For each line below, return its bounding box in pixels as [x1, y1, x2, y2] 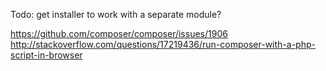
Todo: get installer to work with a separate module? [10, 9, 222, 20]
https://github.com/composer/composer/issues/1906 [10, 28, 228, 39]
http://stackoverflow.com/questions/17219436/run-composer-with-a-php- [10, 39, 316, 50]
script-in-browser [10, 49, 83, 61]
